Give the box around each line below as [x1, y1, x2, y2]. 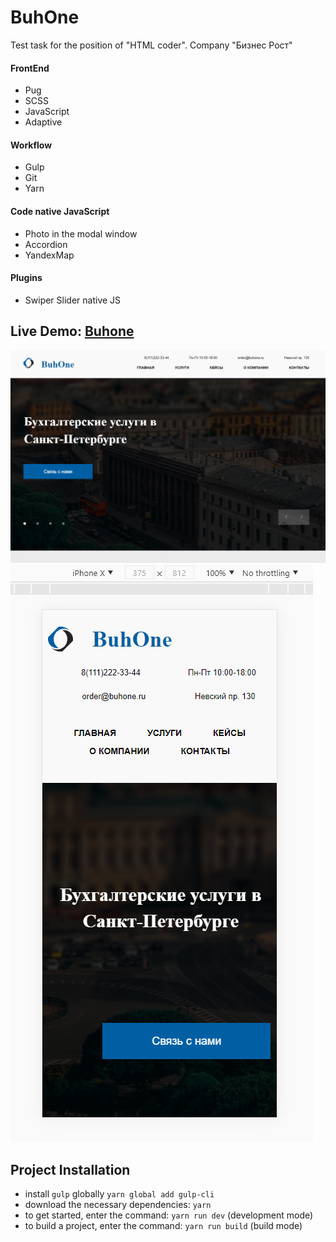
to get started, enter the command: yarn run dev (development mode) [24, 1209, 314, 1221]
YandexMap [24, 249, 75, 261]
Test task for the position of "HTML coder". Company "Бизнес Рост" [10, 39, 293, 51]
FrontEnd [10, 62, 50, 74]
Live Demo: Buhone [10, 323, 135, 340]
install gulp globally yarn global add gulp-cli [24, 1188, 215, 1200]
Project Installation [10, 1162, 131, 1179]
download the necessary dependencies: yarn [24, 1199, 212, 1211]
